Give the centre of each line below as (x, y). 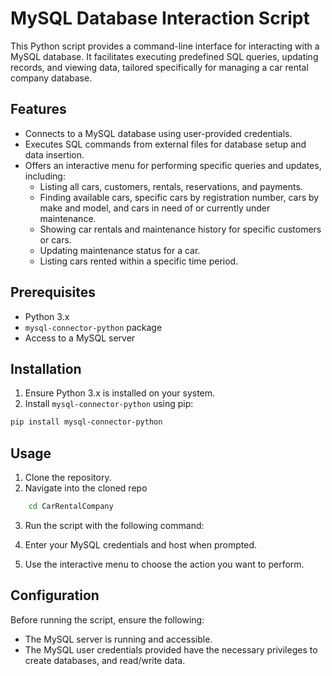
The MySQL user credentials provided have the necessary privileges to (171, 649)
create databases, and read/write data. (105, 660)
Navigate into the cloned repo (86, 488)
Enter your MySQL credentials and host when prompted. (141, 544)
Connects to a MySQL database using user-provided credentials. (158, 133)
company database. (51, 78)
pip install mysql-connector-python (86, 422)
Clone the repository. (68, 478)
